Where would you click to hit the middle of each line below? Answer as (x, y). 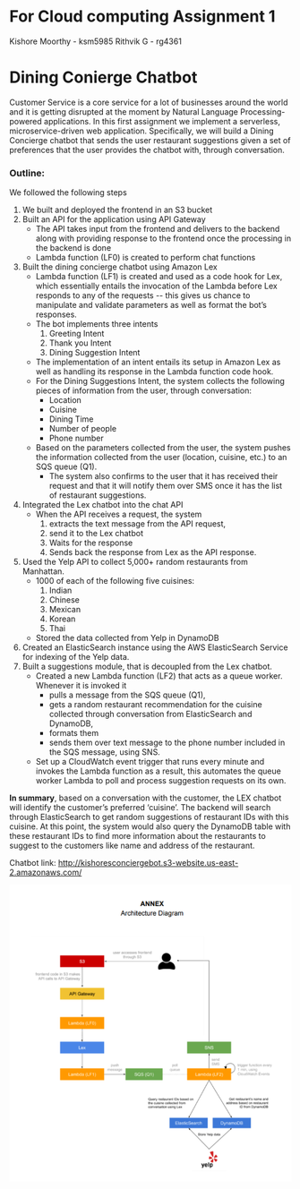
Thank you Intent (80, 343)
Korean (62, 619)
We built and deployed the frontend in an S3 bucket (117, 210)
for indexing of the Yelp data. (76, 657)
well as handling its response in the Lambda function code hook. (154, 372)
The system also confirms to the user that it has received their (163, 476)
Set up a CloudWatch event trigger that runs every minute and (150, 762)
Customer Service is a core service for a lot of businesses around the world (149, 102)
